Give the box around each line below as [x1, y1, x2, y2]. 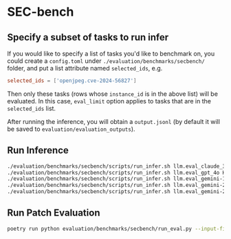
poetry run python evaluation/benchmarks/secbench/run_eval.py [7, 225, 192, 232]
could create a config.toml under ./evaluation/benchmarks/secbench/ [7, 57, 205, 65]
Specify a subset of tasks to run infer [7, 32, 169, 43]
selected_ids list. [7, 104, 56, 112]
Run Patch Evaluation [7, 207, 100, 219]
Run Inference [7, 144, 69, 156]
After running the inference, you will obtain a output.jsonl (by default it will [7, 117, 220, 125]
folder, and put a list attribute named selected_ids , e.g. [7, 64, 163, 72]
